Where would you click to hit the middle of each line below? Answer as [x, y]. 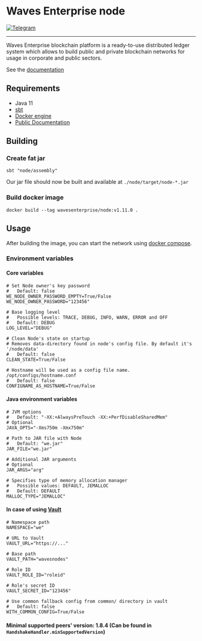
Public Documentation [42, 122]
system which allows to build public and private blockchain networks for [96, 51]
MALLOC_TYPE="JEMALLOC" [36, 496]
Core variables [25, 273]
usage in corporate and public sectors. [54, 58]
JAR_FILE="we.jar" [29, 449]
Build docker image [35, 198]
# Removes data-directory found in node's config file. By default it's [99, 344]
